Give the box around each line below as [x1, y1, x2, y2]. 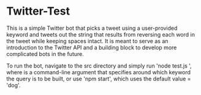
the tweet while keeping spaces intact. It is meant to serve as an [6, 37, 169, 44]
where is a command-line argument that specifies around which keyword [6, 68, 191, 76]
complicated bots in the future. [6, 50, 84, 57]
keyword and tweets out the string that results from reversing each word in [6, 30, 195, 38]
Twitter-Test [6, 4, 70, 18]
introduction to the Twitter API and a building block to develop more [6, 44, 177, 51]
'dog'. [6, 81, 21, 89]
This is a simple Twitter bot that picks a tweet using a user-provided [6, 24, 178, 32]
